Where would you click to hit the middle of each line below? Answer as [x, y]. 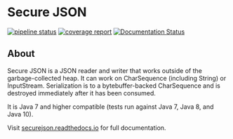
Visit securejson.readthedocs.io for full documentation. [87, 128]
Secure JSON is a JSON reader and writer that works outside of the [105, 70]
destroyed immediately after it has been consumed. [82, 93]
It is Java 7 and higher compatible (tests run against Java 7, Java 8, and [111, 107]
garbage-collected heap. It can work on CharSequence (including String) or [117, 78]
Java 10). [20, 114]
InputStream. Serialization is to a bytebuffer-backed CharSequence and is [114, 86]
